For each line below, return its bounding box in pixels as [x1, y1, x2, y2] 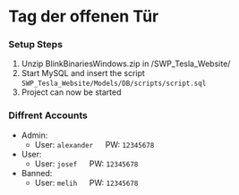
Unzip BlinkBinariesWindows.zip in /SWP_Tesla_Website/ [21, 58, 231, 69]
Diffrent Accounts [8, 109, 89, 122]
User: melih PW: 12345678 [34, 177, 139, 188]
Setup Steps [8, 38, 64, 51]
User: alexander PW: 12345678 [34, 139, 155, 149]
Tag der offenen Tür [8, 6, 159, 27]
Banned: [21, 167, 53, 178]
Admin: [21, 130, 48, 140]
